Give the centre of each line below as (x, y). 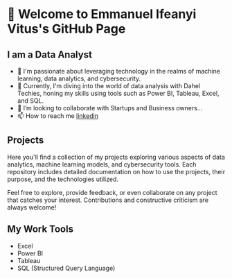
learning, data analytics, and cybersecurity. (79, 78)
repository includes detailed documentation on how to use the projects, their (116, 171)
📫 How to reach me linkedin (58, 116)
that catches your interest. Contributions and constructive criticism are (108, 200)
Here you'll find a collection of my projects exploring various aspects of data (116, 157)
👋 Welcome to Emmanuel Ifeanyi (102, 14)
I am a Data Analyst (50, 54)
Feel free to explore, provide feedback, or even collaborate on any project (112, 192)
